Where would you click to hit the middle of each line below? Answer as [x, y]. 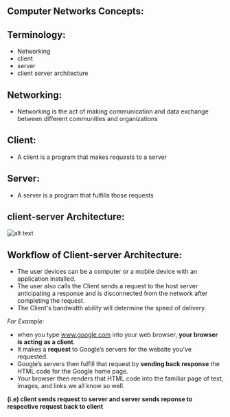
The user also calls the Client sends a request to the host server [107, 286]
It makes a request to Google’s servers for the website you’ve [104, 350]
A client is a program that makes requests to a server [92, 157]
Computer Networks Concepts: [76, 11]
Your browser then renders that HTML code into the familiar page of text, [120, 378]
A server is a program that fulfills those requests [85, 195]
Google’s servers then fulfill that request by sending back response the [118, 364]
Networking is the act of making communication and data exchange [113, 111]
